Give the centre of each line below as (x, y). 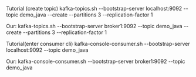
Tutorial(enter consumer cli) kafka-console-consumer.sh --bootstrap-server (98, 44)
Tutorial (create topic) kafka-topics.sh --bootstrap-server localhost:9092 (94, 9)
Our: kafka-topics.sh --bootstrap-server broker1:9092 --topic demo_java (94, 26)
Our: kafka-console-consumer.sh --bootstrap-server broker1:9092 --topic (96, 61)
